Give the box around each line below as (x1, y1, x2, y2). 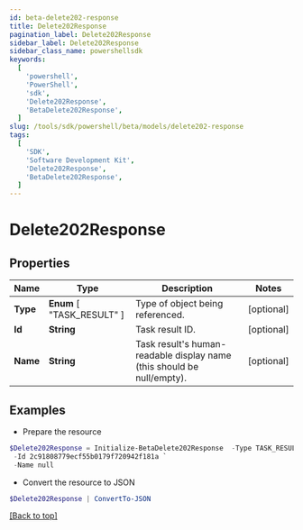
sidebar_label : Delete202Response (9, 38, 140, 48)
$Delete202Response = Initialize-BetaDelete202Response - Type (9, 443, 252, 452)
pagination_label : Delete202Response (9, 30, 151, 39)
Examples (9, 402, 66, 417)
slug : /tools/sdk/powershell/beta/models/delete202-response (9, 123, 244, 132)
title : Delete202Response (9, 22, 106, 31)
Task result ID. (134, 324, 197, 336)
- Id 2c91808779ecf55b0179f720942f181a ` (13, 452, 168, 461)
